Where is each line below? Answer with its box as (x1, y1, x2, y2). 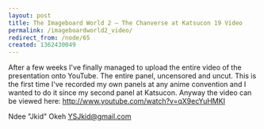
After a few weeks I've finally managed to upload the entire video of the (8, 63, 242, 72)
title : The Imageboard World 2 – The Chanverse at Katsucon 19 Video (8, 19, 243, 27)
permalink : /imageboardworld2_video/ (8, 26, 133, 34)
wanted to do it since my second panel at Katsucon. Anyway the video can (8, 88, 252, 97)
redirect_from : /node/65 (8, 33, 90, 42)
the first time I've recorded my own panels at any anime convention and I (8, 80, 247, 89)
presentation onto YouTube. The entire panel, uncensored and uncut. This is (8, 71, 257, 81)
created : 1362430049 (8, 41, 77, 49)
